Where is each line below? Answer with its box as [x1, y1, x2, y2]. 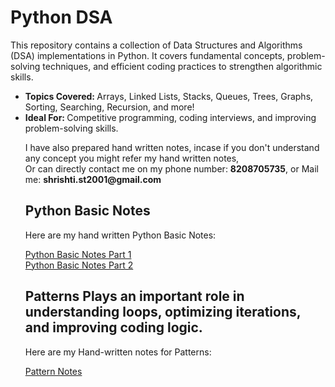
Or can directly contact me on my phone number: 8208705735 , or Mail [24, 162, 319, 175]
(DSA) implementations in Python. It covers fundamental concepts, [10, 49, 285, 61]
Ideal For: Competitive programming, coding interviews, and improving [24, 111, 317, 123]
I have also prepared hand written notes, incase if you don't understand [24, 141, 320, 153]
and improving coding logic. [24, 319, 203, 336]
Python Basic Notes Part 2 [24, 259, 134, 271]
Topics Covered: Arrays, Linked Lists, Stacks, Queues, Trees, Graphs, [24, 90, 314, 102]
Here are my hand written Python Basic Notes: [24, 229, 217, 241]
